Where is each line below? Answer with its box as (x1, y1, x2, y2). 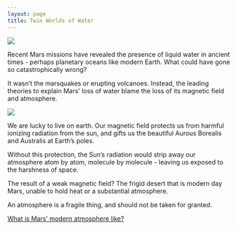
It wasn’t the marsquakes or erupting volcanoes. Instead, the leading (7, 79, 209, 88)
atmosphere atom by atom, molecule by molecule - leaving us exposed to (7, 157, 223, 166)
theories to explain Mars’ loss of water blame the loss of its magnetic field (7, 86, 225, 95)
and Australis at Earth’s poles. (7, 136, 95, 145)
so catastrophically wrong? (7, 65, 87, 73)
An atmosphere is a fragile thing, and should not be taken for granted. (7, 200, 213, 209)
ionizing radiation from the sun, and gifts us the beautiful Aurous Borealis (7, 129, 222, 137)
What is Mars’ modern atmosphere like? (7, 214, 125, 223)
